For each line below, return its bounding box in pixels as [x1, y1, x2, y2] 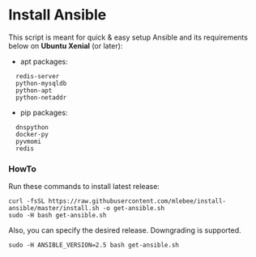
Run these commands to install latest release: [8, 182, 160, 192]
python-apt [15, 86, 53, 95]
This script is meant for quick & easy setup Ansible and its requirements [8, 32, 249, 42]
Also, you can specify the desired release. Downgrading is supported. [8, 225, 241, 235]
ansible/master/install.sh [8, 204, 100, 213]
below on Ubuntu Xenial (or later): [8, 40, 123, 50]
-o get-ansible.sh [102, 204, 164, 213]
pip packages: [19, 107, 68, 117]
